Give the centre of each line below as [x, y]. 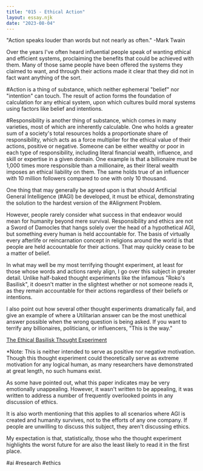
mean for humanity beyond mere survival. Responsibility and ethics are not [100, 221]
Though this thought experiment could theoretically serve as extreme [93, 358]
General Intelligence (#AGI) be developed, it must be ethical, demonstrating [101, 197]
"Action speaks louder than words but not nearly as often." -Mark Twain [96, 41]
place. [14, 451]
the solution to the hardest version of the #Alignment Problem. [84, 203]
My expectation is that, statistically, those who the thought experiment [94, 438]
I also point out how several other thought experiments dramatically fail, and [101, 309]
